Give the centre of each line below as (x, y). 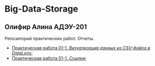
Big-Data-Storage (42, 9)
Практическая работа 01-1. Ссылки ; (49, 58)
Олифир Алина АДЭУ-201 (46, 27)
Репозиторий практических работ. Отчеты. (50, 38)
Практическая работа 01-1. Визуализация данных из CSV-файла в (81, 48)
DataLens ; (22, 53)
